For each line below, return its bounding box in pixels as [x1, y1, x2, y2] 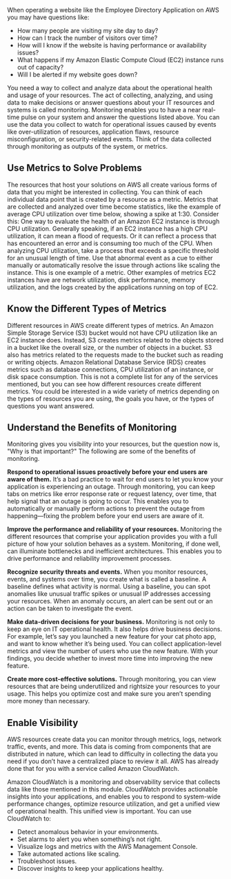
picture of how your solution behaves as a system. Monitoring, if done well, [7, 540, 221, 548]
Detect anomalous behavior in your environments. [17, 828, 159, 836]
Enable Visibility [7, 716, 79, 729]
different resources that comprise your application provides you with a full [7, 532, 217, 541]
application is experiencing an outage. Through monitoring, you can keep [7, 482, 215, 491]
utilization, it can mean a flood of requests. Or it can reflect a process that [7, 231, 217, 240]
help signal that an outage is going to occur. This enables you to [7, 497, 189, 506]
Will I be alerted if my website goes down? [17, 70, 138, 79]
